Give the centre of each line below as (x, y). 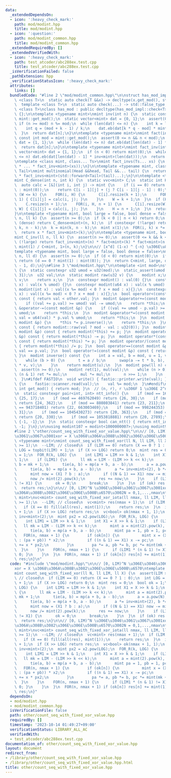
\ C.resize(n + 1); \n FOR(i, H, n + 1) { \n (68, 204)
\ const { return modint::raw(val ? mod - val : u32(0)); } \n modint (91, 327)
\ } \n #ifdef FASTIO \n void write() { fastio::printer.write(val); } (91, 379)
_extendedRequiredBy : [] (36, 48)
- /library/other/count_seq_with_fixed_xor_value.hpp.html (69, 763)
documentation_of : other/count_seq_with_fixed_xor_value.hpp (72, 744)
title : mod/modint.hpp (38, 29)
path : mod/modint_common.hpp (45, 39)
